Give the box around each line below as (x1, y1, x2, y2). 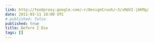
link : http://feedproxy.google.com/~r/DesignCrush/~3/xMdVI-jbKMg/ (5, 7, 149, 12)
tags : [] (5, 30, 24, 35)
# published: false (5, 16, 46, 21)
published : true (5, 21, 39, 26)
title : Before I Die (5, 26, 49, 31)
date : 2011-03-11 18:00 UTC (5, 12, 64, 17)
